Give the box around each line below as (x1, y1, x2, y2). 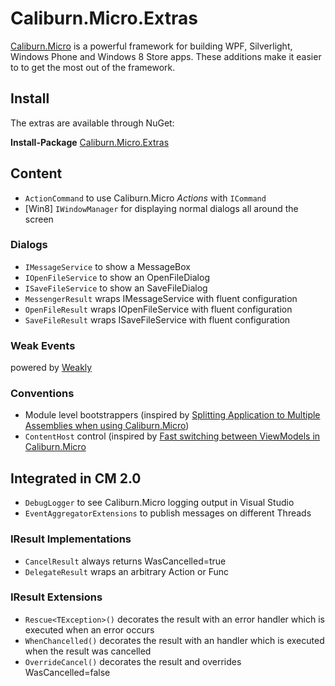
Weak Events (10, 338, 76, 352)
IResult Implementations (10, 532, 132, 546)
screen (24, 213, 54, 225)
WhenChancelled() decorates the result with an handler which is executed (24, 634, 325, 646)
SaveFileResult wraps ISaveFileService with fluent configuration (24, 313, 291, 326)
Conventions (10, 387, 75, 401)
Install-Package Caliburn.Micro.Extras (10, 136, 170, 148)
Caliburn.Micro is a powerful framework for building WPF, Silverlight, (10, 40, 293, 52)
